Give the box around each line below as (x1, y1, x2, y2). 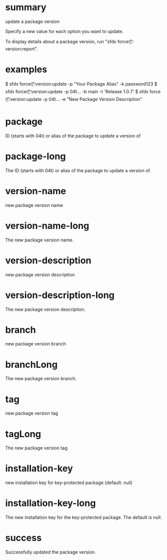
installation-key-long (5, 497, 96, 509)
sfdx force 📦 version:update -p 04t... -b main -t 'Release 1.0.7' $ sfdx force (5, 88, 161, 94)
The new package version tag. (5, 445, 69, 451)
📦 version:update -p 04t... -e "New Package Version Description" (5, 96, 143, 102)
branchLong (5, 359, 58, 370)
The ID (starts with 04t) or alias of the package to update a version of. (5, 167, 151, 173)
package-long (5, 151, 66, 162)
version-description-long (5, 289, 115, 301)
